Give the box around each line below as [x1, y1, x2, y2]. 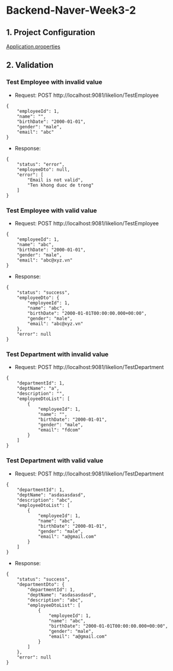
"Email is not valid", [27, 177, 84, 183]
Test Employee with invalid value [6, 78, 102, 86]
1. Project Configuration [6, 27, 95, 37]
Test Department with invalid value [6, 350, 109, 358]
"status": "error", [17, 161, 65, 167]
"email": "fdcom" [37, 427, 81, 433]
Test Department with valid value [6, 456, 104, 465]
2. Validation [6, 60, 54, 70]
